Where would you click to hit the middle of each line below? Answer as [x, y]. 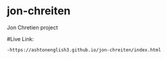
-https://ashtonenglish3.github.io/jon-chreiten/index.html [84, 50]
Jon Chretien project [32, 27]
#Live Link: [21, 39]
